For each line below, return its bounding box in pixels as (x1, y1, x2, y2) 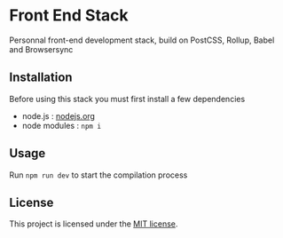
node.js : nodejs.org (21, 110, 96, 121)
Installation (9, 70, 73, 85)
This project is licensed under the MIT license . (9, 218, 178, 229)
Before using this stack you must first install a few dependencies (9, 93, 246, 104)
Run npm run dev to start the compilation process (9, 170, 188, 180)
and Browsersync (9, 44, 74, 54)
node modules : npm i (21, 120, 102, 131)
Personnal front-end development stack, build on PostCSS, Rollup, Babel (9, 35, 275, 45)
